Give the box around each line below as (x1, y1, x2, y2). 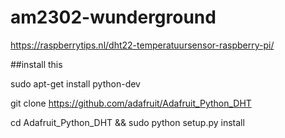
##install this (10, 58, 63, 70)
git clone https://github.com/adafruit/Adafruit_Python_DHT (10, 97, 252, 109)
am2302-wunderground (10, 6, 217, 29)
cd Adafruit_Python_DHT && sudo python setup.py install (10, 116, 245, 128)
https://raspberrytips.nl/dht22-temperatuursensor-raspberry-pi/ (10, 39, 275, 51)
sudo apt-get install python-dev (10, 77, 141, 90)
